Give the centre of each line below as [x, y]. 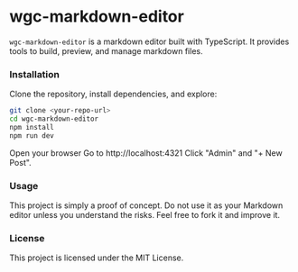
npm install [32, 127]
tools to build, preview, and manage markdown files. [106, 50]
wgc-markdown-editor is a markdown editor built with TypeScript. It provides [149, 41]
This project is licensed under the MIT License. [97, 258]
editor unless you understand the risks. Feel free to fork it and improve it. [145, 215]
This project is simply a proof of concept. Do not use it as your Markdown [146, 205]
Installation [35, 74]
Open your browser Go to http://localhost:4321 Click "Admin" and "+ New [146, 153]
